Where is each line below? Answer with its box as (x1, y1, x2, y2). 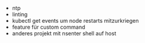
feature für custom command (12, 23, 86, 30)
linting (12, 11, 28, 18)
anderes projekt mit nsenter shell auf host (12, 30, 116, 37)
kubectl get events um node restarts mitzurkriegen (12, 17, 139, 24)
